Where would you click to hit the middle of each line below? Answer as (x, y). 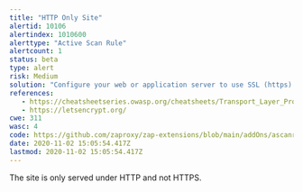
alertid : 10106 (38, 26)
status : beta (34, 59)
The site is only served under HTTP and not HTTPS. (106, 178)
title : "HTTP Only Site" (56, 18)
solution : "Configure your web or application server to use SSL (134, 85)
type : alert (32, 69)
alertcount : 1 (36, 51)
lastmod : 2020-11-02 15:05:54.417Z (76, 151)
